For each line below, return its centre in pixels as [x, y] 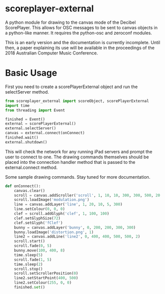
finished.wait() [22, 138]
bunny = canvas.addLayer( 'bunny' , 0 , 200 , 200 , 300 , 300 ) [75, 227]
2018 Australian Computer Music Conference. [52, 53]
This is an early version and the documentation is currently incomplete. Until [83, 42]
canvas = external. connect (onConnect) [45, 133]
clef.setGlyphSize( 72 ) [37, 218]
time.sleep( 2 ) [28, 264]
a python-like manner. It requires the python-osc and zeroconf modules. [79, 33]
